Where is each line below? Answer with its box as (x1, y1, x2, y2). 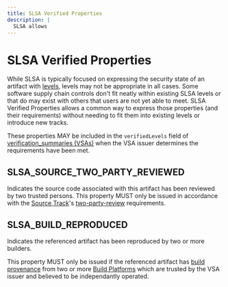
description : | (7, 16, 51, 23)
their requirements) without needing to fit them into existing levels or (7, 111, 201, 120)
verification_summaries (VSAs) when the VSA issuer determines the (7, 139, 199, 147)
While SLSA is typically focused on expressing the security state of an (7, 75, 205, 83)
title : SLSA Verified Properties (7, 10, 103, 17)
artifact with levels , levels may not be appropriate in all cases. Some (7, 82, 199, 90)
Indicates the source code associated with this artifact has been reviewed (7, 184, 216, 192)
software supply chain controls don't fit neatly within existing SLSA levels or (7, 90, 221, 98)
